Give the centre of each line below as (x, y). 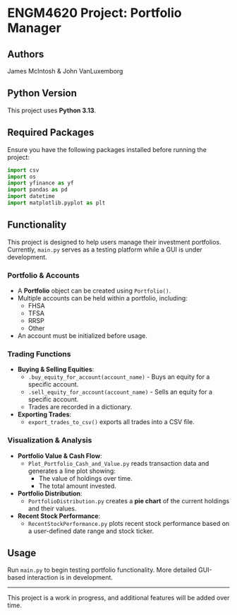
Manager (34, 28)
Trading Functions (39, 353)
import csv (23, 170)
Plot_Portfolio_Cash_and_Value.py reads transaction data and (119, 463)
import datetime (31, 197)
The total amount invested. (77, 486)
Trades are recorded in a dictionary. (80, 407)
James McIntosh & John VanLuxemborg (65, 71)
